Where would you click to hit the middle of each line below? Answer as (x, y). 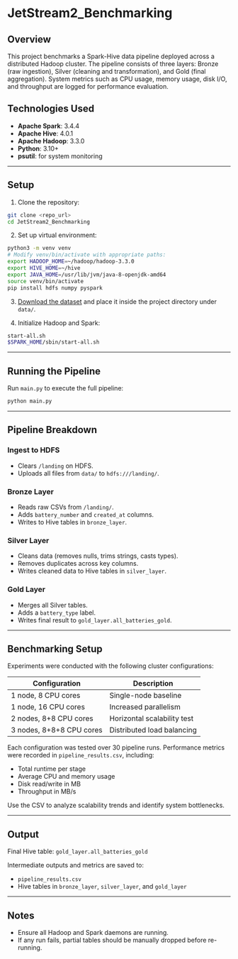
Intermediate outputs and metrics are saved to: (75, 865)
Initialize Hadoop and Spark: (59, 323)
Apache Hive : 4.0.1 (45, 133)
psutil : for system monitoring (60, 156)
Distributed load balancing (153, 730)
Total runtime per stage (52, 769)
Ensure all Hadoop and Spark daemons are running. (93, 932)
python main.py (30, 401)
